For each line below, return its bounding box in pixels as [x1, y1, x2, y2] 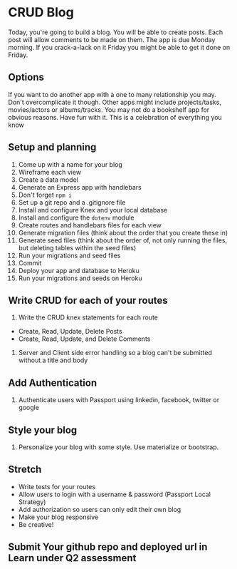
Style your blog [8, 424, 78, 436]
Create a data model [18, 175, 79, 184]
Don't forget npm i [18, 190, 72, 199]
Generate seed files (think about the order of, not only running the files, [18, 236, 228, 245]
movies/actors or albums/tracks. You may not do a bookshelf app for [8, 105, 210, 114]
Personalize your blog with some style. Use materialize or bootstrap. [18, 443, 219, 451]
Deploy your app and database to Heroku [18, 266, 139, 275]
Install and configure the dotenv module [18, 213, 135, 222]
